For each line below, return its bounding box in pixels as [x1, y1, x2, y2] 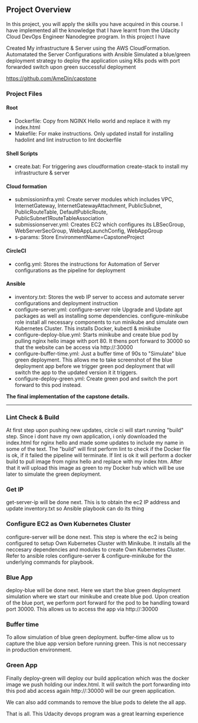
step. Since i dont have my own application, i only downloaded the [6, 433, 167, 440]
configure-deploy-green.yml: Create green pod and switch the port [14, 375, 178, 382]
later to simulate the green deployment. [6, 470, 102, 478]
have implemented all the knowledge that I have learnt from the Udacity [6, 27, 180, 34]
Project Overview [6, 5, 71, 15]
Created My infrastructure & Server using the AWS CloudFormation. [6, 44, 170, 51]
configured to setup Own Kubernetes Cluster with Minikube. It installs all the [6, 540, 191, 547]
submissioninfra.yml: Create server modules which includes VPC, [14, 196, 174, 203]
